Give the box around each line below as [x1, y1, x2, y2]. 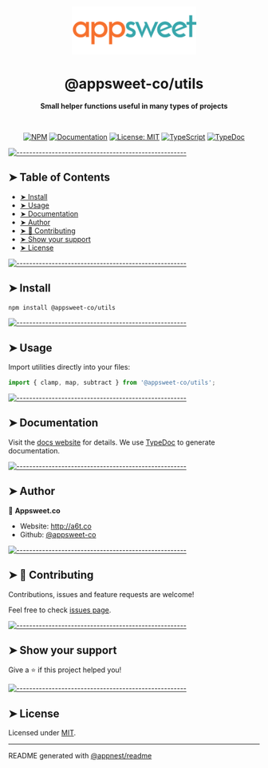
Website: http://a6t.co [19, 521, 92, 531]
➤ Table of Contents [8, 171, 110, 184]
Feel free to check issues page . [8, 605, 112, 615]
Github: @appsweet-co [19, 529, 97, 539]
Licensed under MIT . [8, 728, 77, 738]
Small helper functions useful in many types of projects [40, 101, 228, 110]
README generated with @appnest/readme [8, 751, 152, 761]
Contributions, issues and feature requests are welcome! [8, 589, 195, 599]
